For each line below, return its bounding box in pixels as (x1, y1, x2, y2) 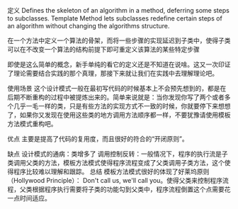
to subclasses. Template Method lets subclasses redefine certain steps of (7, 14, 223, 23)
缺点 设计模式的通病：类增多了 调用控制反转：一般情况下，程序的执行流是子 (7, 149, 228, 158)
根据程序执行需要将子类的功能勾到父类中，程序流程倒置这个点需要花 (31, 185, 231, 193)
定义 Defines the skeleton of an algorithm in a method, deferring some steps (7, 6, 230, 14)
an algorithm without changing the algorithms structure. (7, 22, 170, 30)
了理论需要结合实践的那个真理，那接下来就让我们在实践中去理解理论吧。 (7, 69, 218, 77)
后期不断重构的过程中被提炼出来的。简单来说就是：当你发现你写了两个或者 (7, 93, 225, 101)
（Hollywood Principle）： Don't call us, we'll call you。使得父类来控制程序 (7, 176, 223, 184)
